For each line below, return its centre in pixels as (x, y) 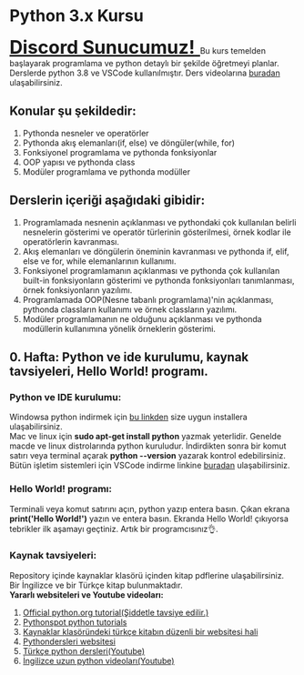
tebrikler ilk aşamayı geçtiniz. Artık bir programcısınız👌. (114, 529)
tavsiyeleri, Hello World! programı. (109, 371)
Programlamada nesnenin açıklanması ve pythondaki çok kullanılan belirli (159, 222)
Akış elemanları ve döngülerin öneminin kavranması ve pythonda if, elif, (156, 251)
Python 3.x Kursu (76, 16)
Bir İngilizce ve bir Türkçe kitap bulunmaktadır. (96, 585)
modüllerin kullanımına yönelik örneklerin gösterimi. (119, 328)
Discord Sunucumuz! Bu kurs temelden (138, 47)
